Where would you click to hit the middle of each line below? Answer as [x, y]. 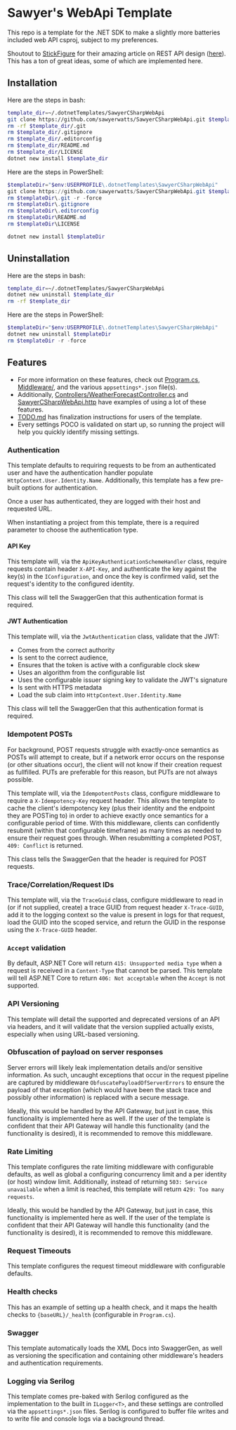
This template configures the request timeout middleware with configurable [117, 1266]
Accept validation [37, 947]
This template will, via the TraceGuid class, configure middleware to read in [115, 900]
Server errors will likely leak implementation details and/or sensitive [105, 1067]
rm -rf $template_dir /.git [47, 126]
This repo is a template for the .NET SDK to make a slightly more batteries [114, 32]
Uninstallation [39, 259]
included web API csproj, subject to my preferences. [83, 39]
